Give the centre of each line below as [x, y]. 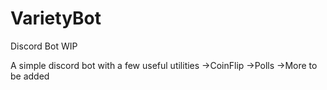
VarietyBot [56, 18]
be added [30, 76]
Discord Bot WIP [44, 46]
